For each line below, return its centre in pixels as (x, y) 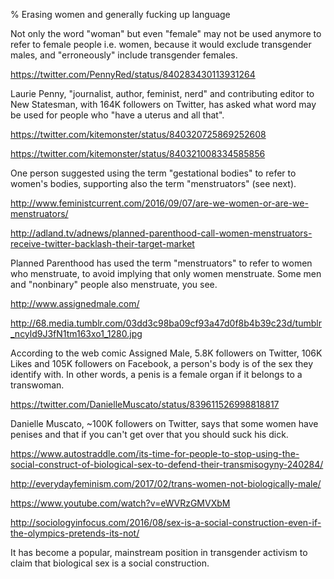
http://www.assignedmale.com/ (75, 303)
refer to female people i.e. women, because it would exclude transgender (161, 44)
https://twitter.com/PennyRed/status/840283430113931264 (133, 74)
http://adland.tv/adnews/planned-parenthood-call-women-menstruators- (161, 233)
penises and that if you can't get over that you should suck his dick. (149, 434)
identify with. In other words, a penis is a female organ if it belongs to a (156, 374)
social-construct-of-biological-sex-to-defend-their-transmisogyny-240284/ (167, 464)
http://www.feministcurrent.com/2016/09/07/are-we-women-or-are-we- (159, 203)
